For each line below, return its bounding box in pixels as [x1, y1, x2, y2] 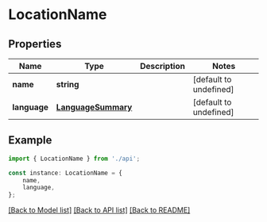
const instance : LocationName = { [8, 169, 123, 177]
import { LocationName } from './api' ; [8, 155, 141, 163]
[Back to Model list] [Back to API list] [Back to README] [8, 205, 191, 215]
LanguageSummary [56, 101, 133, 113]
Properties [8, 37, 62, 51]
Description [140, 61, 185, 71]
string [56, 79, 79, 90]
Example [8, 133, 52, 147]
